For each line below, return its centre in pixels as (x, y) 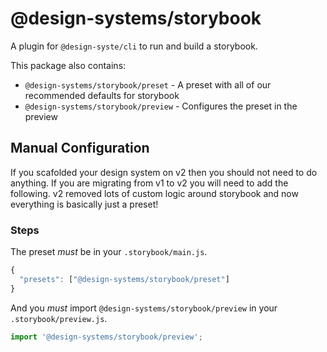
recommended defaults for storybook (102, 95)
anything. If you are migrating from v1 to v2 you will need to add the (149, 183)
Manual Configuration (80, 148)
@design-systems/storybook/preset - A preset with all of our (148, 84)
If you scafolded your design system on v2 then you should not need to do (164, 172)
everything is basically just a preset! (84, 204)
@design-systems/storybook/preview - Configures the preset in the (161, 106)
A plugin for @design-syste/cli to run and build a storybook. (134, 46)
